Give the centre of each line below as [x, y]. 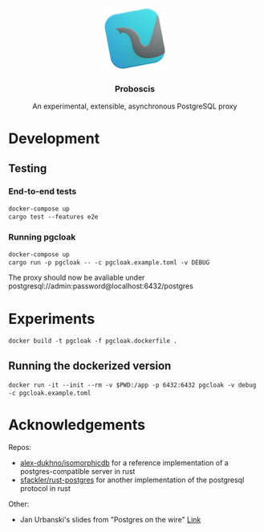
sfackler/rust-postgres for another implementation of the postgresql [132, 480]
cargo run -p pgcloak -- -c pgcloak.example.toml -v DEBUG [109, 263]
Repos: [20, 448]
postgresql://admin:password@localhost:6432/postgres [101, 286]
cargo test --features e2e [53, 217]
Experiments [52, 319]
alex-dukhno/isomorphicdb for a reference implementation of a [124, 463]
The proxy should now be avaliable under [77, 278]
